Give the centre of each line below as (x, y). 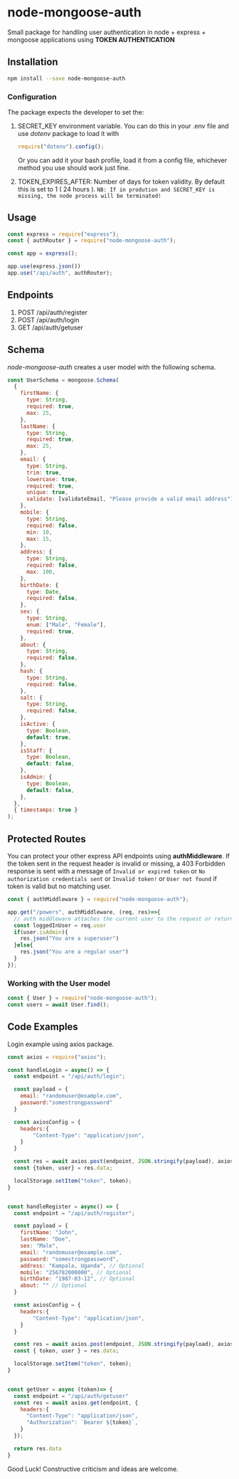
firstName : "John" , (49, 1233)
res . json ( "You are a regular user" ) (75, 952)
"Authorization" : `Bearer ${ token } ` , (82, 1423)
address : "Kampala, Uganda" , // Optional (82, 1265)
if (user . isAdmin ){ (41, 932)
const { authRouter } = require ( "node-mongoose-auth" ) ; (92, 241)
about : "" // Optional (54, 1285)
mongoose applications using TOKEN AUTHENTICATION (91, 39)
